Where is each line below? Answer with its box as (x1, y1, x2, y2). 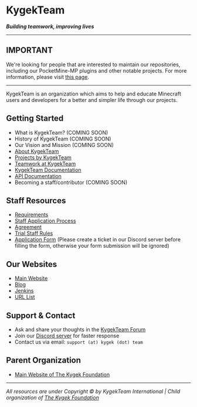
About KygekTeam (14, 148, 59, 155)
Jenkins (14, 288, 34, 295)
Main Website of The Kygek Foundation (14, 371, 110, 378)
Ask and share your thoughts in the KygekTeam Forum (14, 326, 146, 333)
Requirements (14, 211, 49, 218)
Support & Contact (6, 310, 76, 320)
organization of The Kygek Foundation (6, 394, 100, 401)
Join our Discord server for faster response (14, 332, 120, 339)
